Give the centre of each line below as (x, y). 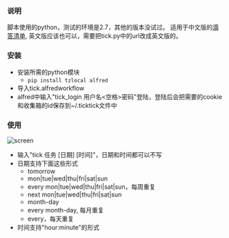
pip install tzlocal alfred (68, 80)
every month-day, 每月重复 (66, 210)
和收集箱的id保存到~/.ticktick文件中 (67, 105)
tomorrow (41, 171)
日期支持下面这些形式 (47, 163)
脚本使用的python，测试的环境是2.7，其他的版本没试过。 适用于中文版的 (110, 27)
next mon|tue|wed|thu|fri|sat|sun (74, 194)
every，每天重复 (51, 219)
